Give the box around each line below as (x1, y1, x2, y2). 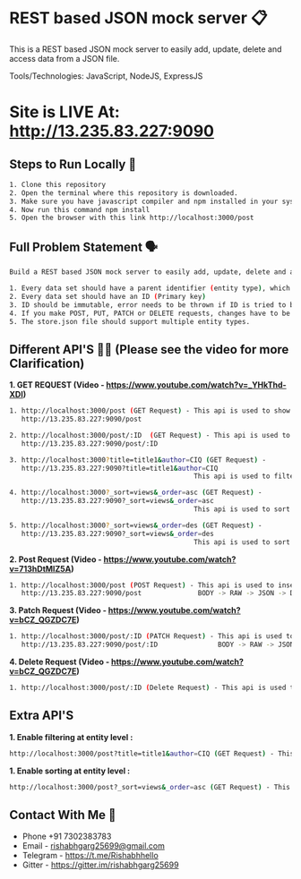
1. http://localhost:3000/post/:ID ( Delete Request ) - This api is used (9, 683, 287, 693)
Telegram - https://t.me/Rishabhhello (21, 850, 159, 861)
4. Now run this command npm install (9, 205, 150, 214)
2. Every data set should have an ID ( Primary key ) (9, 292, 206, 301)
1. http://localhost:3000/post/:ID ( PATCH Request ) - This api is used (9, 632, 282, 641)
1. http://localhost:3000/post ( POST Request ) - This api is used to (9, 580, 275, 590)
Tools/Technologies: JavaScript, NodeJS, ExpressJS (9, 70, 203, 81)
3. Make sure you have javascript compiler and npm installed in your (9, 197, 279, 206)
